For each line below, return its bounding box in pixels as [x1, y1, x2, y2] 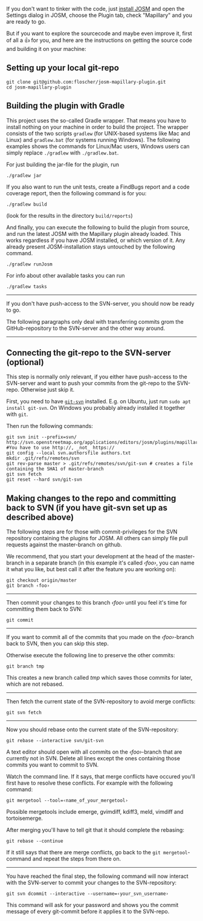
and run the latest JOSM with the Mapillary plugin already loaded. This [6, 230, 181, 237]
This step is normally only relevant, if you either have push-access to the [6, 373, 187, 381]
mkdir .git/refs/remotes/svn [6, 455, 80, 461]
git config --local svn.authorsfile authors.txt [6, 450, 131, 457]
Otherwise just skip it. [21, 386, 75, 394]
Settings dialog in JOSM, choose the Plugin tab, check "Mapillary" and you [6, 12, 192, 19]
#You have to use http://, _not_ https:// [6, 445, 115, 451]
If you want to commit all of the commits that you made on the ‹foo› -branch [6, 634, 195, 641]
